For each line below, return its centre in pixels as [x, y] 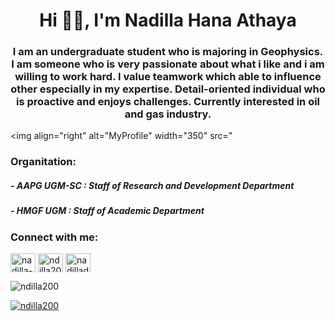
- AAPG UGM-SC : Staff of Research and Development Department [152, 185]
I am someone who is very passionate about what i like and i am [168, 64]
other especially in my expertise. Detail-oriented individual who [168, 89]
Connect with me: [54, 237]
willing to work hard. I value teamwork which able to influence [168, 77]
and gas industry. [168, 114]
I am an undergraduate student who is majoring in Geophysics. [168, 52]
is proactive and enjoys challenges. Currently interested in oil [168, 102]
